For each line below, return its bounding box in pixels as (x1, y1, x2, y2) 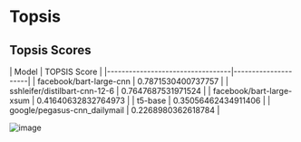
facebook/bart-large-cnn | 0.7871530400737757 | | (37, 76, 229, 87)
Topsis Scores (9, 43, 92, 58)
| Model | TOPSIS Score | (9, 66, 102, 77)
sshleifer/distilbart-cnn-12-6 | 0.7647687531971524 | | (9, 86, 211, 96)
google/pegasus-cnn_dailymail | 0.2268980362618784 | (9, 105, 220, 115)
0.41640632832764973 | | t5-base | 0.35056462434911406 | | (36, 95, 271, 106)
